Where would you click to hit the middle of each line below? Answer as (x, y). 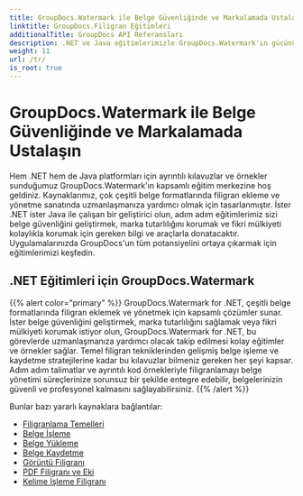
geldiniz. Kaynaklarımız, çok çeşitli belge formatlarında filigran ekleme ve (145, 195)
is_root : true (36, 69)
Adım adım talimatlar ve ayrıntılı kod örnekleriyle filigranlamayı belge (136, 370)
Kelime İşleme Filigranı (64, 481)
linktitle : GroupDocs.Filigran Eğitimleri (90, 26)
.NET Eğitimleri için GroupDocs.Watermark (132, 281)
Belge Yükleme (50, 443)
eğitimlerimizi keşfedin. (52, 253)
